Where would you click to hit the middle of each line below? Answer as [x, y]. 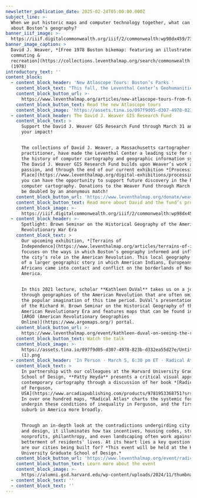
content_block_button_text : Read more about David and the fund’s [99, 202]
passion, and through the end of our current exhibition [92, 170]
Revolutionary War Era [49, 230]
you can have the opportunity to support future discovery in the [104, 181]
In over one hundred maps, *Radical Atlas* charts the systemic [101, 399]
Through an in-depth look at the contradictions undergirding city [106, 426]
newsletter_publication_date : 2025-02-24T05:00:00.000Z [75, 11]
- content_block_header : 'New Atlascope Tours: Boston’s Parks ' [93, 83]
